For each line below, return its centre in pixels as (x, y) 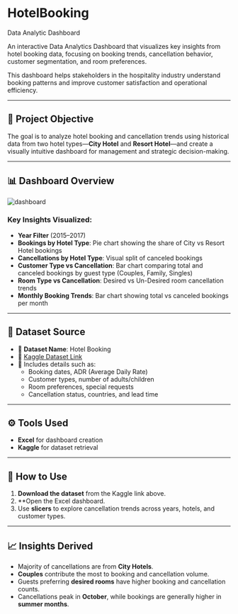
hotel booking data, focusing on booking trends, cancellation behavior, (110, 54)
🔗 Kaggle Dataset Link (50, 356)
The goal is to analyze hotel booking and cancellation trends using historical (118, 136)
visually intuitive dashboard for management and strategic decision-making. (118, 151)
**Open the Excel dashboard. (61, 501)
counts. (29, 589)
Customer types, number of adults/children (91, 379)
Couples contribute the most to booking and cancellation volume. (113, 574)
